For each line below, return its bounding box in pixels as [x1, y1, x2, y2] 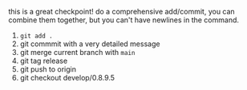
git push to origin [19, 65, 76, 74]
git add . [19, 32, 54, 40]
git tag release [19, 56, 68, 65]
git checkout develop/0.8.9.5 [19, 73, 115, 82]
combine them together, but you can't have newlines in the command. [8, 15, 239, 25]
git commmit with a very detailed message [19, 39, 160, 49]
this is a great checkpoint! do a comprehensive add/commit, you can [8, 7, 235, 16]
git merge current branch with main [19, 48, 136, 57]
